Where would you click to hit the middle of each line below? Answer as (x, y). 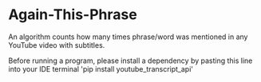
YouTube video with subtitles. (57, 45)
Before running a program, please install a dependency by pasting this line (130, 61)
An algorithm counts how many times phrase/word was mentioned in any (128, 37)
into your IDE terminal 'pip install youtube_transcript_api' (101, 68)
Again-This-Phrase (73, 15)
